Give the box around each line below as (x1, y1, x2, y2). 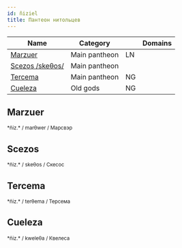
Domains (142, 38, 172, 48)
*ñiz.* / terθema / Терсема (7, 198, 70, 205)
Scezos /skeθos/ (10, 61, 65, 71)
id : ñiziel (7, 10, 38, 17)
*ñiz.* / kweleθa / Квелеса (7, 234, 70, 242)
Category (79, 38, 110, 48)
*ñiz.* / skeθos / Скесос (7, 162, 65, 169)
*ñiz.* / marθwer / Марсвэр (7, 125, 73, 132)
